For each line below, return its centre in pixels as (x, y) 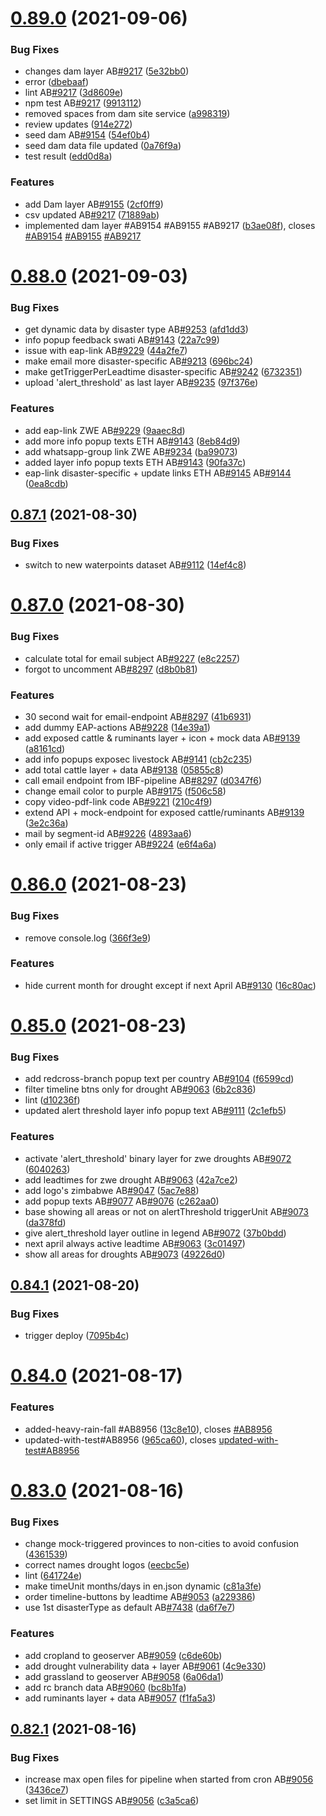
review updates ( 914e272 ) (78, 124)
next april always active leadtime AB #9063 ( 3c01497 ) (135, 1243)
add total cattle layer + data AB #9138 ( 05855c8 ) (124, 770)
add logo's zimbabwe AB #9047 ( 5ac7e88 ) (112, 1190)
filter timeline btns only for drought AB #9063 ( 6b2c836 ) (140, 1089)
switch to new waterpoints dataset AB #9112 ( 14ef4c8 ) (135, 565)
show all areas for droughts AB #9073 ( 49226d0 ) (125, 1254)
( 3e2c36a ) (46, 823)
